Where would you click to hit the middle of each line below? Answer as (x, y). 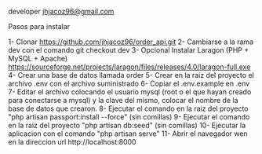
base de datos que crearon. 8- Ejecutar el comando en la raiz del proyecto (128, 108)
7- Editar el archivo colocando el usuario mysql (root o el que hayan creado (130, 92)
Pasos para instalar (39, 26)
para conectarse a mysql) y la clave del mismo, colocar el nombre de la (123, 100)
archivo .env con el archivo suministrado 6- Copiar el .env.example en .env (129, 83)
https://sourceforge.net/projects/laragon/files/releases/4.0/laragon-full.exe (129, 67)
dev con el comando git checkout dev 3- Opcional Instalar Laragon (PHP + (129, 50)
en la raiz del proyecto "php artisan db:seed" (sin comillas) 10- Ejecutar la (127, 125)
